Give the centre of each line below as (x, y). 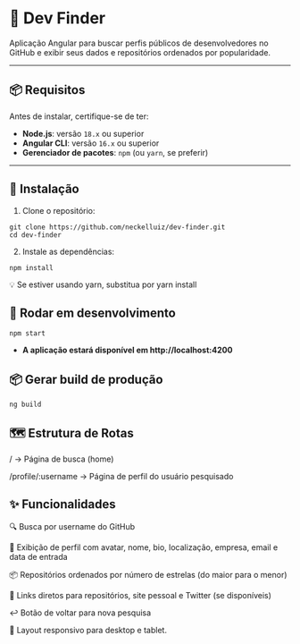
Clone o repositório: (58, 210)
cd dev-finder (36, 235)
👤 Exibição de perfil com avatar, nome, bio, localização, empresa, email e (144, 547)
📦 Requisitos (47, 90)
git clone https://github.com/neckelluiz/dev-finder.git (117, 227)
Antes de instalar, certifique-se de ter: (79, 116)
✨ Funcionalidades (62, 504)
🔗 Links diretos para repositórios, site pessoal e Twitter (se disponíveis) (141, 595)
